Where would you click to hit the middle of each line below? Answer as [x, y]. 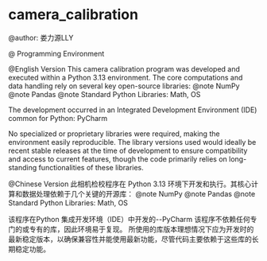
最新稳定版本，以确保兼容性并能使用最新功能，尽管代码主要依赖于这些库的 [130, 239]
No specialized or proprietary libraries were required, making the [114, 134]
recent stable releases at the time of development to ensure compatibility [128, 150]
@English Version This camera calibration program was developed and [124, 68]
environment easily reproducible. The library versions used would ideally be [132, 142]
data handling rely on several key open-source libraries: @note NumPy [124, 86]
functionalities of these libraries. [91, 167]
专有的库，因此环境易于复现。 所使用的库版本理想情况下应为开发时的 [141, 229]
